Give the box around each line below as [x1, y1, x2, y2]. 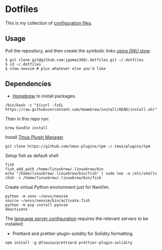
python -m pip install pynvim [5, 202, 68, 208]
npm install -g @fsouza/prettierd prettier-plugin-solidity [5, 240, 133, 245]
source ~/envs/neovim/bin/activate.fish [5, 198, 91, 203]
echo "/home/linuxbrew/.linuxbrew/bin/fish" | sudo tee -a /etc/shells [5, 171, 157, 176]
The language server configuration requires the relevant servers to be [5, 216, 149, 222]
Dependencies [5, 80, 51, 88]
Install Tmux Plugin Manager [5, 134, 64, 140]
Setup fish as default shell [5, 152, 59, 158]
